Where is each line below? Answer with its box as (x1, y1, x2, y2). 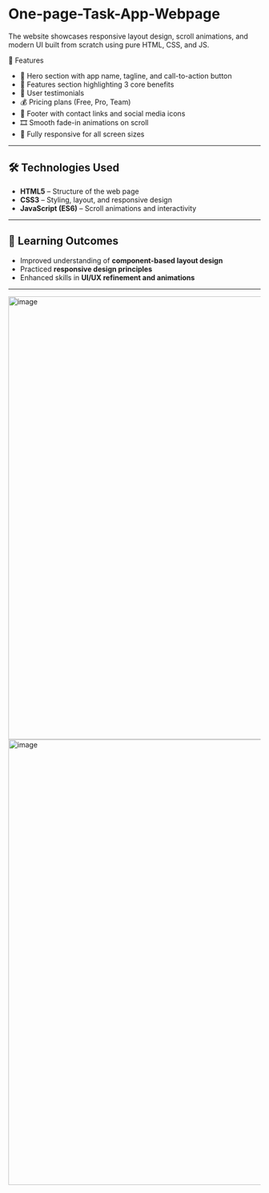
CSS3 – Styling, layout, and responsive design (19, 194, 172, 205)
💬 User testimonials (19, 88, 85, 97)
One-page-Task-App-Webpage (8, 5, 220, 23)
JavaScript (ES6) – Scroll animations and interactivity (19, 203, 197, 213)
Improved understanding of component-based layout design (19, 255, 223, 265)
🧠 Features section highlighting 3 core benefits (19, 79, 175, 89)
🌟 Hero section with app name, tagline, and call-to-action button (19, 71, 232, 80)
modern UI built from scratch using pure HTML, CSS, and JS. (8, 39, 210, 49)
